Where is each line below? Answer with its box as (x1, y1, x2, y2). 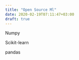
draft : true (5, 16, 30, 21)
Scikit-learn (5, 40, 29, 46)
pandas (5, 49, 21, 55)
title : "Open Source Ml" (5, 7, 57, 12)
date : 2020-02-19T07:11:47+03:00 (5, 12, 75, 17)
